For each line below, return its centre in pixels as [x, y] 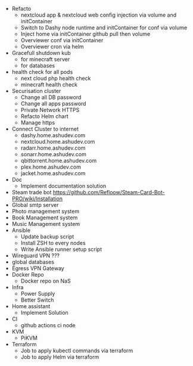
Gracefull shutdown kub [41, 53]
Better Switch [37, 300]
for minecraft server [45, 59]
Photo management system [45, 211]
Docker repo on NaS [46, 281]
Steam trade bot [32, 192]
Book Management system [45, 218]
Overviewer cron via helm [52, 46]
